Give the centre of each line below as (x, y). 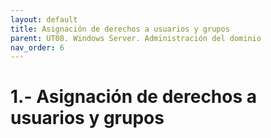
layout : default (44, 19)
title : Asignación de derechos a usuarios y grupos (120, 29)
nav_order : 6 (37, 47)
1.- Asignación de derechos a (134, 97)
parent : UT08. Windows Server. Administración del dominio (136, 38)
